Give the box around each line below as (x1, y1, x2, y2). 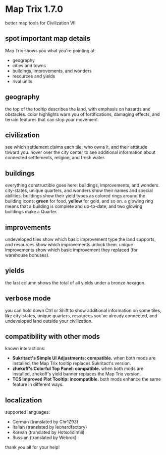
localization (5, 396, 42, 404)
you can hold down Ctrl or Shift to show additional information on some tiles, (5, 307, 162, 313)
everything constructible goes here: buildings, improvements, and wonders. (5, 182, 160, 188)
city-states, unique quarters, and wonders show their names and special (5, 187, 153, 193)
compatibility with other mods (5, 332, 100, 341)
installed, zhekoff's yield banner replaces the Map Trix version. (12, 371, 141, 377)
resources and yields (12, 73, 55, 79)
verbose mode (5, 294, 51, 303)
